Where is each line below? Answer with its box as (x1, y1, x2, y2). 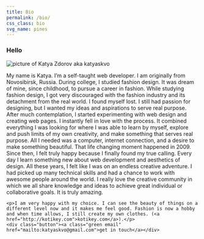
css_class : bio (6, 20, 45, 26)
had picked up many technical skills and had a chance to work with (6, 169, 175, 176)
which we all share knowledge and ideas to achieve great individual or (6, 182, 183, 189)
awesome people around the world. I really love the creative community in (6, 175, 192, 183)
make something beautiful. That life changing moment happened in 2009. (6, 143, 191, 150)
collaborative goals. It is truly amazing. (6, 188, 104, 196)
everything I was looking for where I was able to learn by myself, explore (6, 123, 189, 131)
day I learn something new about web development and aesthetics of (6, 156, 181, 163)
